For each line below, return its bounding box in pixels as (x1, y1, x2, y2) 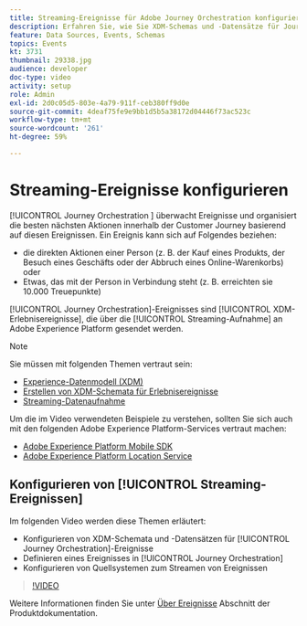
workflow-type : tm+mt (9, 115, 92, 124)
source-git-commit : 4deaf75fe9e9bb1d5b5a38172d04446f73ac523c (9, 107, 251, 116)
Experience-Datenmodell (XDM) (22, 376, 143, 387)
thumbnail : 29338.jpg (9, 56, 92, 65)
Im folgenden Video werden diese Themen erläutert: (9, 515, 206, 526)
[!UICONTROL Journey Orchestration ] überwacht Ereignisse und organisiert (9, 209, 297, 220)
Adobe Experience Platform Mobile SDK (22, 440, 174, 451)
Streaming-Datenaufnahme (22, 395, 126, 407)
